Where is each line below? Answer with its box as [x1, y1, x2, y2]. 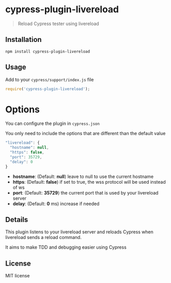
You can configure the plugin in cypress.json [5, 120, 100, 126]
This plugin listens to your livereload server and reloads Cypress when [5, 229, 154, 235]
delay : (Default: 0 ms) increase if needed [12, 201, 100, 207]
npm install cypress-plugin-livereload [5, 49, 90, 54]
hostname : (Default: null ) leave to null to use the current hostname [12, 173, 154, 180]
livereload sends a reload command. [5, 234, 82, 241]
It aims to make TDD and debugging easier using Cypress [5, 244, 127, 250]
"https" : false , [10, 150, 44, 155]
